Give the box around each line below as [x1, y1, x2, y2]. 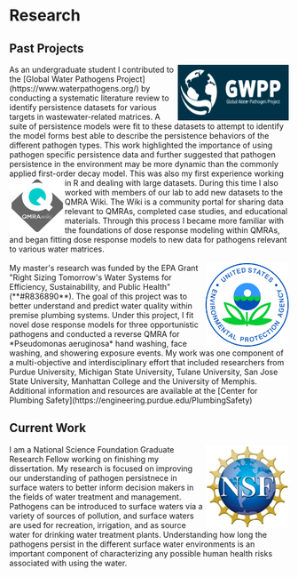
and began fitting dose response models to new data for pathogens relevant [9, 235, 287, 244]
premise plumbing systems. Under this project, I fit [9, 310, 194, 320]
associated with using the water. [9, 557, 128, 568]
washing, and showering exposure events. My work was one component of [9, 348, 284, 358]
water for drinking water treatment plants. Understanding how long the [9, 529, 268, 540]
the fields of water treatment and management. [9, 491, 182, 502]
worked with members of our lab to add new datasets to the [65, 188, 284, 197]
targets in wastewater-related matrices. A [9, 112, 161, 122]
